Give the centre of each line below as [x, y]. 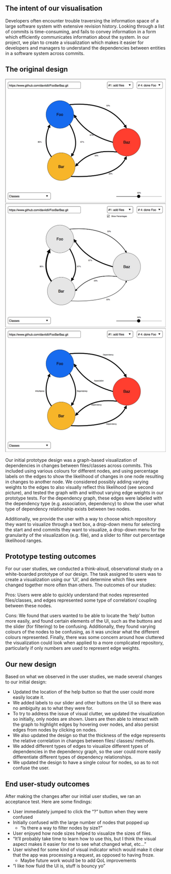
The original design [37, 69]
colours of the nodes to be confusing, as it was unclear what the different [82, 632]
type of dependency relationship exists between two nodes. [68, 509]
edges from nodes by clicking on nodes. [55, 730]
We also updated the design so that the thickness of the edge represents [89, 736]
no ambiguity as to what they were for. [53, 708]
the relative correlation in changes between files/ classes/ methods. [84, 741]
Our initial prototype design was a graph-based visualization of [71, 460]
